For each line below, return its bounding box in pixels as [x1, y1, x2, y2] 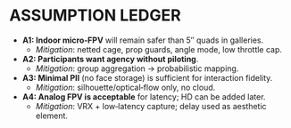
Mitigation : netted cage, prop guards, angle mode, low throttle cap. [35, 44, 283, 54]
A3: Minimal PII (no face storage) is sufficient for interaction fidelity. [21, 72, 273, 83]
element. [35, 110, 69, 121]
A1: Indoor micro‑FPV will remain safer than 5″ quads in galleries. [21, 35, 264, 45]
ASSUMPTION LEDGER [9, 5, 181, 26]
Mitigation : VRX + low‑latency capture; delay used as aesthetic [35, 100, 267, 111]
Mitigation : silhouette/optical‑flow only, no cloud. [35, 82, 216, 92]
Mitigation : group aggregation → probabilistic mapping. [35, 63, 239, 74]
